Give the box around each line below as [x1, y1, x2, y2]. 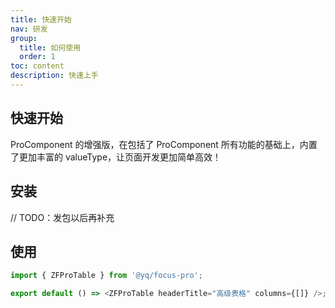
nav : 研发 [10, 24, 48, 34]
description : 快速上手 [10, 71, 99, 81]
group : [10, 33, 38, 43]
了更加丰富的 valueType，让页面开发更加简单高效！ [10, 151, 222, 163]
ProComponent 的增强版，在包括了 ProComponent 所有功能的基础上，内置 [10, 138, 318, 150]
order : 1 [19, 52, 56, 62]
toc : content [10, 61, 65, 71]
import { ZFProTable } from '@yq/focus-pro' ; [10, 271, 203, 281]
